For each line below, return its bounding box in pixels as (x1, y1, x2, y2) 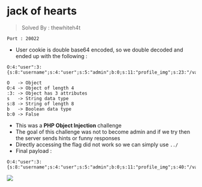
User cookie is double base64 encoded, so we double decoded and (15, 46, 183, 53)
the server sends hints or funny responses (15, 134, 120, 141)
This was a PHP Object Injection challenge (15, 122, 122, 129)
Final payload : (15, 147, 52, 154)
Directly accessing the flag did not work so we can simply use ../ (15, 141, 179, 148)
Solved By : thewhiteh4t (21, 24, 81, 31)
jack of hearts (7, 4, 77, 18)
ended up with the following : (15, 52, 88, 59)
